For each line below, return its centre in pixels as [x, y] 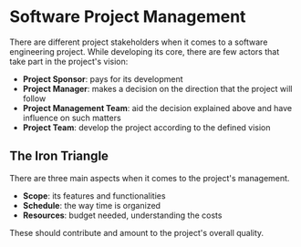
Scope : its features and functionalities [94, 196]
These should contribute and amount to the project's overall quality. [137, 232]
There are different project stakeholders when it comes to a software [139, 42]
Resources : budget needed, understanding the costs [122, 215]
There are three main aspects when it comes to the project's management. [150, 178]
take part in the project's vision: [69, 61]
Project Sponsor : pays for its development [103, 78]
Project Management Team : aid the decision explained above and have [157, 108]
